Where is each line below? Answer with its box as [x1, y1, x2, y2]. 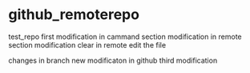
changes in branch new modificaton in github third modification [8, 56, 218, 65]
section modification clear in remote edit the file [8, 40, 167, 49]
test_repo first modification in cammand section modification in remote [8, 32, 242, 41]
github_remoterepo [8, 6, 140, 24]
